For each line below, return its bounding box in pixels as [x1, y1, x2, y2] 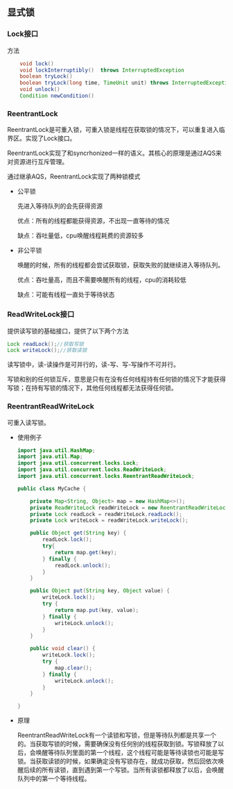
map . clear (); [54, 664, 92, 672]
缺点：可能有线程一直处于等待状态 [17, 290, 115, 299]
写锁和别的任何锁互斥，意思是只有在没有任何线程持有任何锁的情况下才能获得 [7, 375, 226, 383]
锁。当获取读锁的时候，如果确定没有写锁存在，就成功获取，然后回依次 [17, 757, 218, 765]
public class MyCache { [17, 485, 87, 492]
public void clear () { [30, 645, 96, 652]
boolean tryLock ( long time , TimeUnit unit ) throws [19, 79, 169, 87]
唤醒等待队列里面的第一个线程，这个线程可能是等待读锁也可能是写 [35, 749, 224, 757]
